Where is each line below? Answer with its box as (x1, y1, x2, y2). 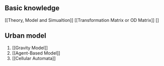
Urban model (5, 32, 46, 40)
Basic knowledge (5, 4, 60, 12)
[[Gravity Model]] (12, 45, 48, 51)
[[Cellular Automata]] (12, 55, 56, 61)
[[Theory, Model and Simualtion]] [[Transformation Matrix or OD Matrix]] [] (5, 17, 159, 23)
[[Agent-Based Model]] (12, 50, 60, 56)
